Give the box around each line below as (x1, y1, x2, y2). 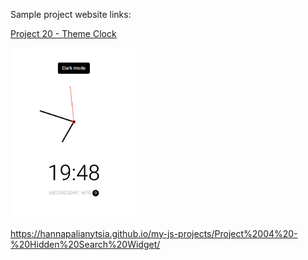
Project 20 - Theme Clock (10, 28, 117, 39)
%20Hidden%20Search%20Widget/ (10, 238, 161, 250)
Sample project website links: (10, 9, 132, 20)
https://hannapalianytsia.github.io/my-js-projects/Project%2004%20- (10, 227, 298, 239)
